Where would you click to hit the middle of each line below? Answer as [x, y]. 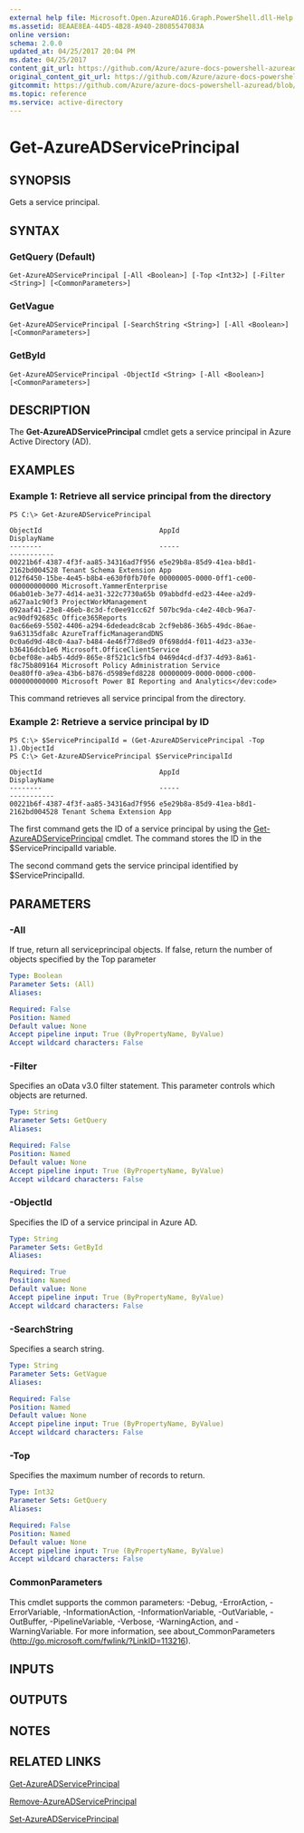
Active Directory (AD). [51, 442]
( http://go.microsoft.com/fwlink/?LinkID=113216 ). [100, 1641]
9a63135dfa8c [34, 634]
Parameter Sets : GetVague [58, 1374]
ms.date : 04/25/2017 [48, 60]
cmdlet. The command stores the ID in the [184, 838]
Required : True [38, 1272]
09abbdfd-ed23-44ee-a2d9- [208, 594]
